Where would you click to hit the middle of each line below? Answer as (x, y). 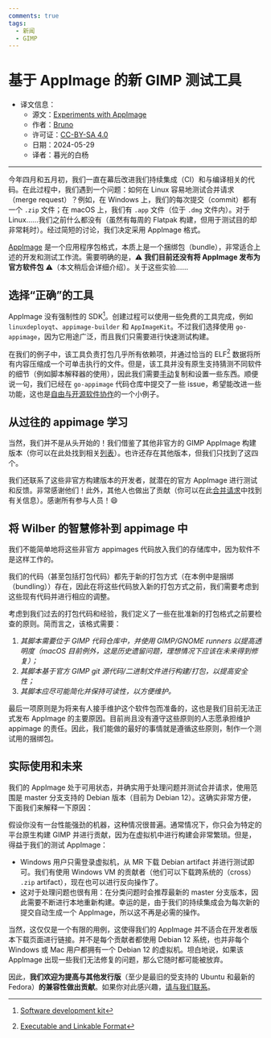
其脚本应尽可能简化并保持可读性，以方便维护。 (97, 691)
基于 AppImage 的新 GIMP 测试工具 (125, 81)
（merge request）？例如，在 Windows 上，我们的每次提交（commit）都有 (133, 200)
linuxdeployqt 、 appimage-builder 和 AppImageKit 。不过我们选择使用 (121, 326)
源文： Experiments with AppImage (89, 114)
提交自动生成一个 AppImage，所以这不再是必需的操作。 (112, 912)
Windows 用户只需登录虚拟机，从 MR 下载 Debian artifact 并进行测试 (133, 862)
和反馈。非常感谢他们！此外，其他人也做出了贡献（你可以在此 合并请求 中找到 (135, 490)
